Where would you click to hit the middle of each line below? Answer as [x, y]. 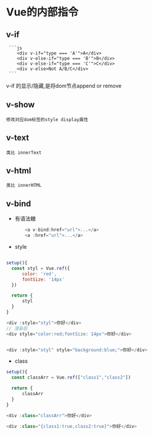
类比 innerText [24, 153]
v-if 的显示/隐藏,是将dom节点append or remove [64, 86]
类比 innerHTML [24, 185]
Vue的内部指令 [42, 12]
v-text [18, 138]
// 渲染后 [17, 328]
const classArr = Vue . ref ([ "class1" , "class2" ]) [71, 377]
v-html [19, 171]
